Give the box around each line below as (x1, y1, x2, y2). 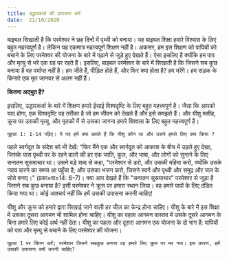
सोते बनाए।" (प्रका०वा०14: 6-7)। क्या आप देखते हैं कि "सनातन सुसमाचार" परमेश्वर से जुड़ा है (7, 173, 214, 182)
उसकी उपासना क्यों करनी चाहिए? (7, 245, 76, 253)
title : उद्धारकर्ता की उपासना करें (7, 10, 81, 17)
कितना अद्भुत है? (7, 87, 45, 96)
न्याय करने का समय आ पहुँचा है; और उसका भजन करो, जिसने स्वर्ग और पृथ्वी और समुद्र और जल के (7, 166, 220, 174)
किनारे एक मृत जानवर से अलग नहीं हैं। (7, 74, 91, 82)
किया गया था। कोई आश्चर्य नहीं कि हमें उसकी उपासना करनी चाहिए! (7, 189, 153, 197)
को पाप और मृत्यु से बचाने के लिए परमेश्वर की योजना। (7, 226, 122, 234)
